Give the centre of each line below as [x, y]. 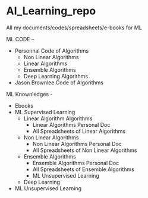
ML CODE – [20, 39]
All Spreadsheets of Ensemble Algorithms [84, 169]
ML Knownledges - [29, 94]
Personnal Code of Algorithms [52, 51]
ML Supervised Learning [45, 112]
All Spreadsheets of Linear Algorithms [79, 131]
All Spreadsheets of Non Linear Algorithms [85, 150]
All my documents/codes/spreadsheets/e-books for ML [74, 28]
